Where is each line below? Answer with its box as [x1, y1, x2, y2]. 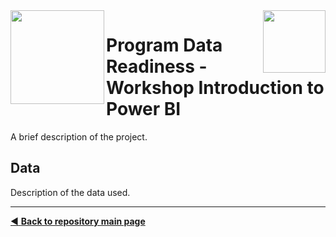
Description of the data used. [10, 186, 131, 198]
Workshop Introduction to [106, 77, 325, 99]
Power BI [106, 98, 182, 121]
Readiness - [106, 55, 208, 78]
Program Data [106, 34, 223, 57]
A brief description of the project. [10, 130, 148, 143]
